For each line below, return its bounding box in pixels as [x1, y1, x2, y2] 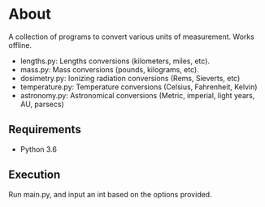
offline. [8, 40, 33, 50]
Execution [8, 168, 61, 182]
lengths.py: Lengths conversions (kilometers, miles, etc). [20, 56, 210, 66]
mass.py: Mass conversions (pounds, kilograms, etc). [20, 64, 199, 74]
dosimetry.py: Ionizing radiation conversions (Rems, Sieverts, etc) [20, 73, 241, 83]
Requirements [8, 123, 81, 136]
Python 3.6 [20, 144, 57, 154]
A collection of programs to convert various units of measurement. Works [8, 32, 254, 41]
